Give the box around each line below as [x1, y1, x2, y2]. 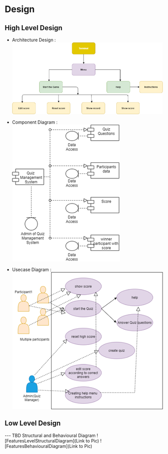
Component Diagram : [12, 119, 58, 125]
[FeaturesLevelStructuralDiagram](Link [5, 437, 85, 443]
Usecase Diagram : [12, 266, 52, 273]
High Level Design [5, 24, 63, 32]
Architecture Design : [12, 37, 56, 43]
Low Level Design [5, 419, 61, 428]
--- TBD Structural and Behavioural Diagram [5, 432, 96, 438]
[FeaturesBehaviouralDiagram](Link [5, 443, 78, 449]
